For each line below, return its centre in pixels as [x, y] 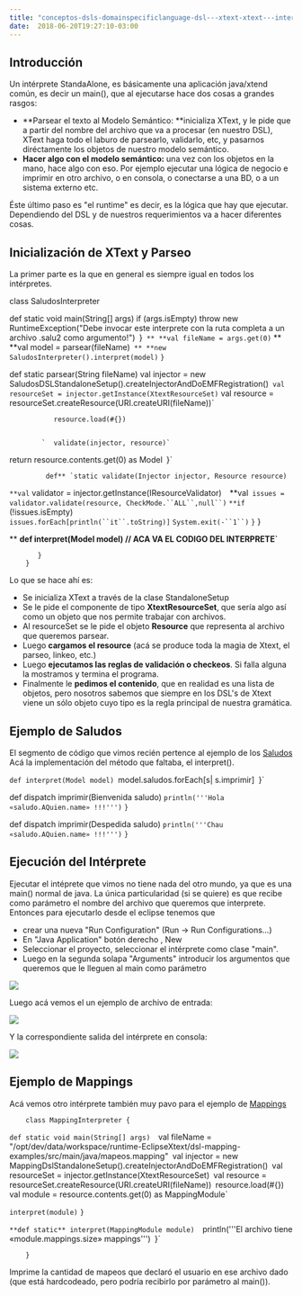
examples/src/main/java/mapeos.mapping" [89, 1156]
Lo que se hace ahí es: [51, 580]
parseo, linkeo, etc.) [59, 655]
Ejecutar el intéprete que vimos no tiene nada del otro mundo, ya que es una [151, 884]
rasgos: [23, 103]
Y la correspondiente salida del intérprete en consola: [108, 1037]
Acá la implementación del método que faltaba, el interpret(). [122, 762]
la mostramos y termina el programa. [90, 674]
